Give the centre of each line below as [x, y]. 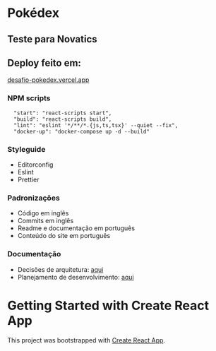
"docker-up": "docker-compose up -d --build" [82, 131]
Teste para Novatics [52, 39]
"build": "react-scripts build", [63, 119]
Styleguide [26, 149]
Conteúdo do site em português [64, 236]
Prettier [28, 179]
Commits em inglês [46, 221]
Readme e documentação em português [76, 228]
